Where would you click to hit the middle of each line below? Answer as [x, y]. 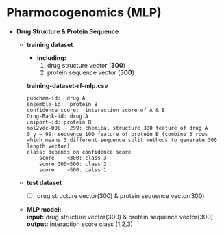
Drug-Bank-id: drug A [57, 116]
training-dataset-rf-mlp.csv [67, 85]
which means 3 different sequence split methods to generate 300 [122, 140]
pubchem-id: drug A [56, 98]
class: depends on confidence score [79, 152]
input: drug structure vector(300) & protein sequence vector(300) [120, 217]
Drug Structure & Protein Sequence [67, 31]
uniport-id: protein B [59, 122]
